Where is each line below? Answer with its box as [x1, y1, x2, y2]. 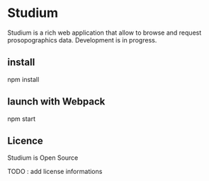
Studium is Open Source [7, 153, 79, 162]
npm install [7, 75, 40, 83]
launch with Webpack [7, 95, 106, 107]
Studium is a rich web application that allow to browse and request [7, 28, 202, 37]
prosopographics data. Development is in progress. [7, 35, 157, 44]
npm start [7, 115, 36, 123]
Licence [7, 134, 44, 146]
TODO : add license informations [7, 168, 103, 176]
